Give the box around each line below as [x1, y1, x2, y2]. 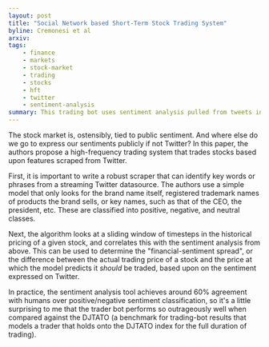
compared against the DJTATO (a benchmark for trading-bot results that [8, 313, 247, 322]
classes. [8, 213, 36, 223]
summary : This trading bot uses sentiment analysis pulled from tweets [8, 109, 252, 117]
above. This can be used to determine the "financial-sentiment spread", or [8, 246, 254, 256]
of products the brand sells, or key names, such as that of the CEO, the [8, 197, 243, 206]
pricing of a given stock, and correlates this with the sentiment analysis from [8, 237, 261, 247]
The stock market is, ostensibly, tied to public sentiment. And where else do [8, 130, 259, 140]
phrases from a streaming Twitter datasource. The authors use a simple [8, 180, 244, 189]
